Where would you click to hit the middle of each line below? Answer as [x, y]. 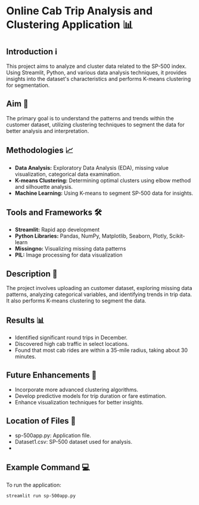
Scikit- [177, 236]
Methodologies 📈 [40, 150]
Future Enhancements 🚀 [52, 375]
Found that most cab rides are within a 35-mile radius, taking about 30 [101, 350]
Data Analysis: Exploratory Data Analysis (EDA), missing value [91, 167]
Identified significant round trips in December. [71, 338]
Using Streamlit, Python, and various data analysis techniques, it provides [97, 72]
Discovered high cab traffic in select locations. [72, 344]
